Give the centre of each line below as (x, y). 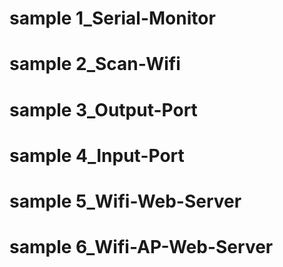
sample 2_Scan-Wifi (95, 64)
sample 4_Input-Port (97, 155)
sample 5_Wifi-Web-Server (125, 201)
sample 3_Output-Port (103, 109)
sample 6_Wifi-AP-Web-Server (141, 247)
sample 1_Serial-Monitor (112, 18)
